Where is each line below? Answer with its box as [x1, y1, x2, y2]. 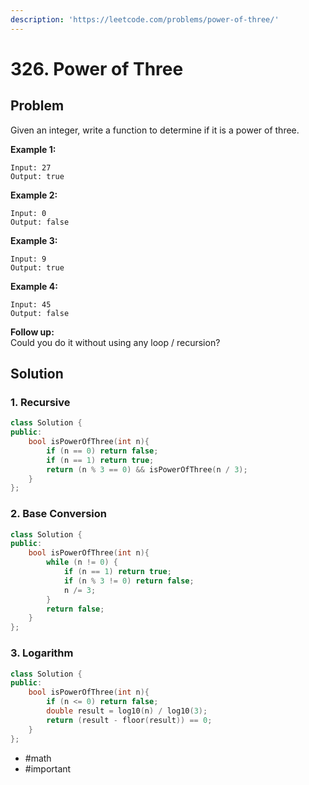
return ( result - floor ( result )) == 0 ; [46, 715, 213, 725]
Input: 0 [10, 208, 47, 218]
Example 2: [10, 189, 58, 201]
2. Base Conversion [10, 507, 108, 521]
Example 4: [10, 280, 58, 292]
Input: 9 [10, 254, 47, 264]
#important [24, 762, 72, 775]
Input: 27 [10, 162, 52, 173]
